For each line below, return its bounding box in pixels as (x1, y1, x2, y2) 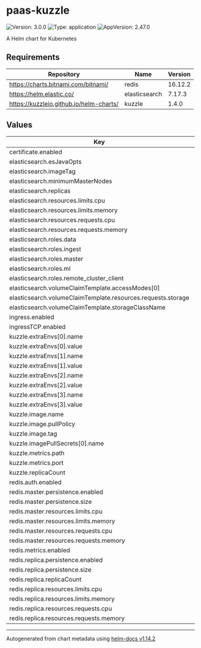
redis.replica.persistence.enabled (9, 555, 103, 564)
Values (6, 120, 33, 130)
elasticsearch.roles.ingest (9, 244, 81, 253)
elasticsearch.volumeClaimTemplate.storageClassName (9, 303, 166, 311)
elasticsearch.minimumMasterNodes (9, 177, 112, 185)
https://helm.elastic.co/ (9, 90, 74, 98)
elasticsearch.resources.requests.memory (9, 225, 128, 234)
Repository (47, 70, 80, 78)
